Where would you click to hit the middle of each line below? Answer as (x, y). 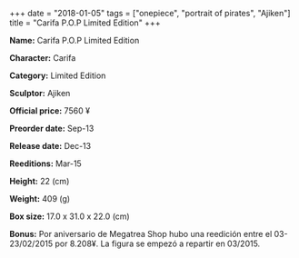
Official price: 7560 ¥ (50, 111)
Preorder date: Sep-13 (52, 128)
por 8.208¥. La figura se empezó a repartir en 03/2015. (157, 243)
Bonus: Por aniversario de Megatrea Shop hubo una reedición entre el (141, 234)
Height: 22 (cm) (40, 181)
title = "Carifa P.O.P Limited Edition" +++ (85, 23)
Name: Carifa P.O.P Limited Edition (75, 40)
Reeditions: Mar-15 (45, 164)
